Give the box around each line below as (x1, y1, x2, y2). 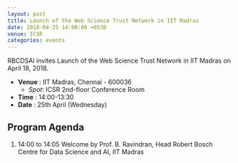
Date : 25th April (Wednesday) (17, 100, 108, 109)
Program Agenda (7, 121, 84, 133)
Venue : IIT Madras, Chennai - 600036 (17, 78, 132, 86)
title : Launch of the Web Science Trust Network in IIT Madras (7, 17, 200, 24)
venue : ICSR (7, 30, 43, 38)
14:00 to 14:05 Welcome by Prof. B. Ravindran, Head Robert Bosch (17, 140, 213, 148)
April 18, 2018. (7, 64, 48, 73)
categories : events (7, 37, 66, 44)
